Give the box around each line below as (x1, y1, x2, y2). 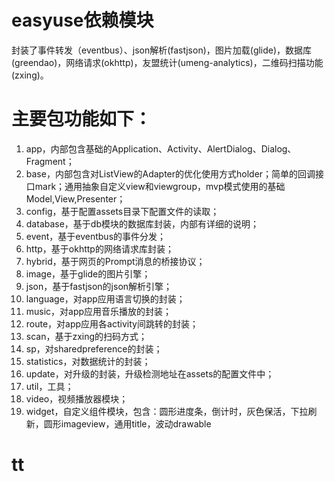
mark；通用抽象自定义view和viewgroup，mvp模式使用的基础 (34, 180, 286, 192)
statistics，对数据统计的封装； (25, 355, 151, 367)
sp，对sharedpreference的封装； (25, 342, 163, 355)
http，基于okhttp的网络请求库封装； (25, 242, 174, 255)
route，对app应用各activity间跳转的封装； (25, 317, 199, 330)
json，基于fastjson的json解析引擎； (25, 280, 173, 292)
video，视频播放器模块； (25, 392, 129, 405)
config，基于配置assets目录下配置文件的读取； (25, 205, 220, 217)
